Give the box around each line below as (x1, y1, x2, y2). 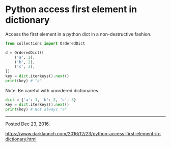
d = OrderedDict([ (5, 50, 44, 55)
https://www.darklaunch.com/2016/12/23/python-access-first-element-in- (5, 130, 161, 136)
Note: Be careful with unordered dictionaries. (5, 87, 100, 93)
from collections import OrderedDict (5, 41, 85, 46)
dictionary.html (5, 136, 37, 142)
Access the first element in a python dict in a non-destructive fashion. (5, 31, 152, 37)
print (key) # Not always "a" (5, 106, 67, 112)
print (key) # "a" (5, 79, 42, 84)
